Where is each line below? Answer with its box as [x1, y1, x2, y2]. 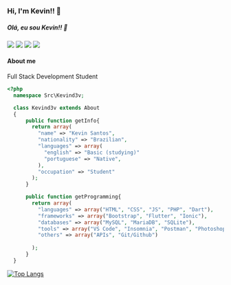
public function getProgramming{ [25, 194, 122, 201]
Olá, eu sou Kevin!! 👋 [7, 23, 68, 32]
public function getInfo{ [25, 117, 100, 124]
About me [7, 57, 36, 65]
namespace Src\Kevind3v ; [13, 92, 85, 99]
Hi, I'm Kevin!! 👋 [7, 6, 62, 16]
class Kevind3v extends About [13, 104, 100, 111]
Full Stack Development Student [7, 72, 98, 81]
